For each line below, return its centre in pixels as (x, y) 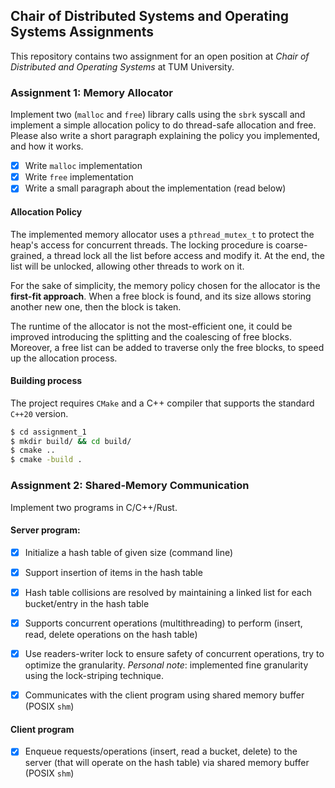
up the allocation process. (64, 358)
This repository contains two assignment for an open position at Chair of (160, 56)
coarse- (291, 245)
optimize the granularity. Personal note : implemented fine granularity (166, 665)
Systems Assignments (82, 32)
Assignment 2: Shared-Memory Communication (130, 486)
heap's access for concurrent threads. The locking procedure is (141, 245)
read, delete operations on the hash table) (111, 634)
